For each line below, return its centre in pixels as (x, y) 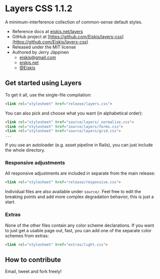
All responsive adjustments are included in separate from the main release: (80, 173)
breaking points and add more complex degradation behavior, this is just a (80, 197)
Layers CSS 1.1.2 (39, 9)
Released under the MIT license (44, 47)
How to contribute (33, 260)
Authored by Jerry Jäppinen (40, 52)
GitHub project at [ (31, 37)
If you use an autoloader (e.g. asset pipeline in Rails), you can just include (79, 145)
